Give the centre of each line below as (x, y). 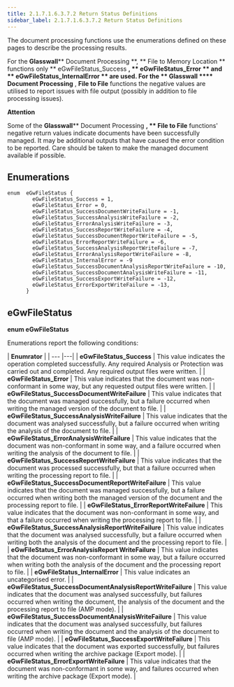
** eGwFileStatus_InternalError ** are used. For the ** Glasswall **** (110, 76)
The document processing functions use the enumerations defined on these (117, 40)
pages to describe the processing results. (67, 48)
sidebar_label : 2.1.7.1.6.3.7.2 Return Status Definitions (95, 20)
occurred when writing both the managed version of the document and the (115, 498)
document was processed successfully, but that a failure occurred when (111, 468)
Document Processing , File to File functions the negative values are (107, 83)
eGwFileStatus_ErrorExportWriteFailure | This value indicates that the (109, 661)
